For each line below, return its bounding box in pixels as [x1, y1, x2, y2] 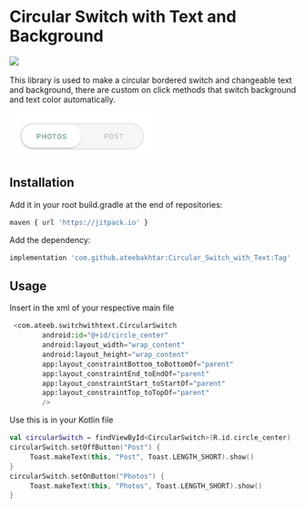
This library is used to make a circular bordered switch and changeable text [9, 75, 293, 86]
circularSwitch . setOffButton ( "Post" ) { [9, 443, 161, 452]
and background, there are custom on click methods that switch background [9, 84, 297, 95]
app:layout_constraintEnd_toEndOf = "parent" [42, 369, 209, 379]
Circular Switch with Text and [9, 6, 237, 27]
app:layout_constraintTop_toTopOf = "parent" [42, 389, 209, 398]
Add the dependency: [9, 234, 91, 245]
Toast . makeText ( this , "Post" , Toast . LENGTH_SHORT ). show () [29, 452, 255, 462]
